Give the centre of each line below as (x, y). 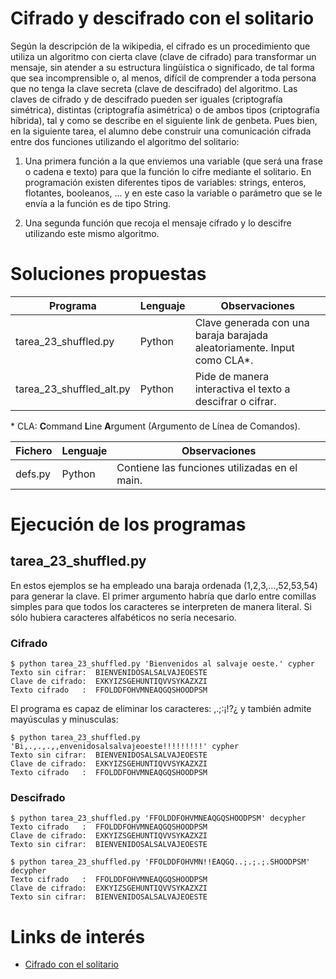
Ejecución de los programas (128, 524)
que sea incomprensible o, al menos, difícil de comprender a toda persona (163, 78)
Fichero (34, 450)
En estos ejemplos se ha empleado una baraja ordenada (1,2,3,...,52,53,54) (164, 585)
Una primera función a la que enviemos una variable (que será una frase (173, 161)
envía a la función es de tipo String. (98, 203)
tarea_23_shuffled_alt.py (73, 389)
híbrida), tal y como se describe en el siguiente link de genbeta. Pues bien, (164, 120)
